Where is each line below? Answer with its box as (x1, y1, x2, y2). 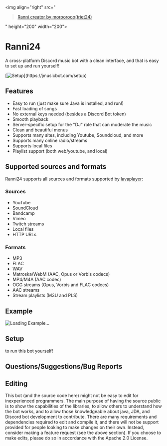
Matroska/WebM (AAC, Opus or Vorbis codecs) (12, 271, 110, 277)
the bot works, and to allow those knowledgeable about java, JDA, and (5, 408, 150, 414)
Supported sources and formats (5, 162, 107, 171)
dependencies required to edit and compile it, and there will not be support (5, 419, 159, 425)
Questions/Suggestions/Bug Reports (5, 362, 123, 371)
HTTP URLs (12, 231, 36, 237)
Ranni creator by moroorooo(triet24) (17, 14, 92, 19)
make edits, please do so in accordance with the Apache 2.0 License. (5, 435, 148, 441)
